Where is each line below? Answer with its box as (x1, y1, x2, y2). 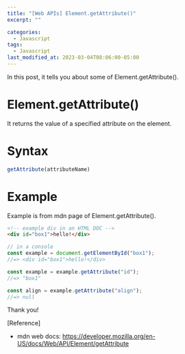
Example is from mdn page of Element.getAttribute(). (7, 211, 156, 219)
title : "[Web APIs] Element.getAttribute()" (7, 10, 136, 17)
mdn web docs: (16, 332, 62, 340)
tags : (7, 42, 23, 49)
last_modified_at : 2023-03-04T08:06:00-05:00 (7, 54, 139, 62)
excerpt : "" (7, 16, 41, 23)
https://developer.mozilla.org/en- (62, 332, 156, 340)
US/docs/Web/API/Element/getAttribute (16, 340, 129, 348)
